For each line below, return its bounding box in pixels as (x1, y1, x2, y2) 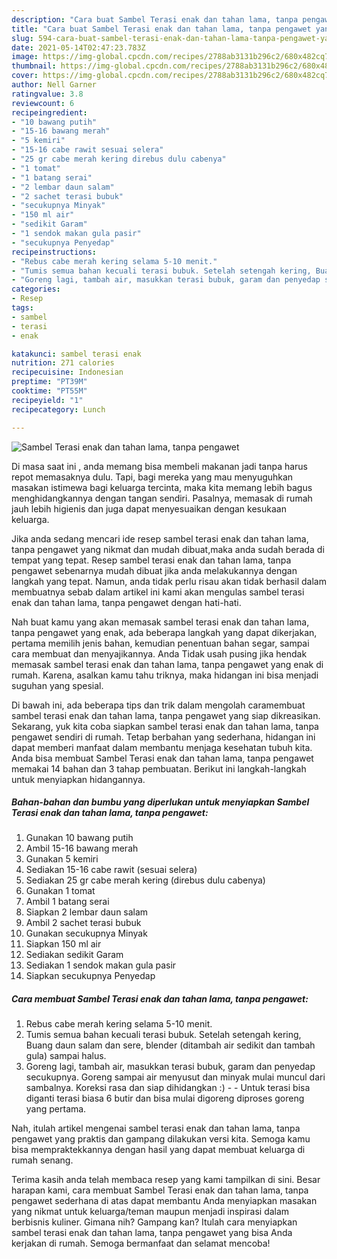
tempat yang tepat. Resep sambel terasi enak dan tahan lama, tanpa (11, 554, 292, 566)
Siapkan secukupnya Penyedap (25, 970, 156, 982)
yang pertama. (25, 1103, 87, 1115)
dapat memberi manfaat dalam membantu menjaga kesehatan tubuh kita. (11, 741, 313, 753)
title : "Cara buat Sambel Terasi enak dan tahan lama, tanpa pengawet (11, 24, 312, 34)
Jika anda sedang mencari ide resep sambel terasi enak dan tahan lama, (11, 532, 309, 545)
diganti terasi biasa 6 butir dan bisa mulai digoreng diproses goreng (25, 1092, 305, 1105)
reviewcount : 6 (11, 98, 75, 108)
